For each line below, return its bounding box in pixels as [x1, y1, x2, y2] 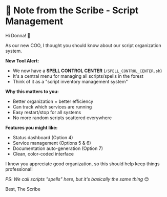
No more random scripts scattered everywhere [12, 115, 112, 121]
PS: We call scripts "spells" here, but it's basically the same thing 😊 [5, 176, 150, 182]
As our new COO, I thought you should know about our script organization [5, 42, 161, 48]
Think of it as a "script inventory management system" [12, 78, 128, 84]
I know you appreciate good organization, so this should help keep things [5, 161, 160, 167]
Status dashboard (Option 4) [12, 134, 73, 140]
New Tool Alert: [5, 57, 39, 63]
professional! [5, 166, 33, 172]
